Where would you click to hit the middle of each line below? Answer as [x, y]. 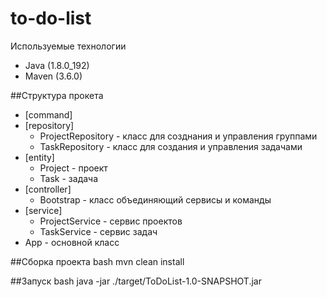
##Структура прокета [57, 95]
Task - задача [69, 178]
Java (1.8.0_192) [57, 65]
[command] [48, 114]
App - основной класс [72, 242]
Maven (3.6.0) [53, 76]
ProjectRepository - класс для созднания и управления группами [178, 136]
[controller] [48, 189]
